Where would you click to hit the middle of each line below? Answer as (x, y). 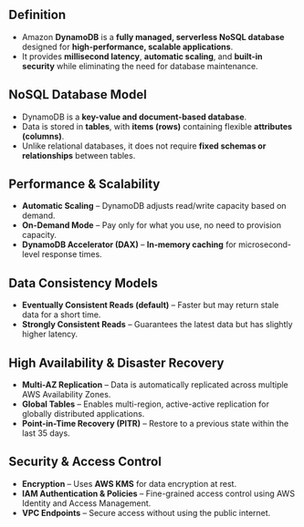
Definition (37, 15)
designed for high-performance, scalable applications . (127, 46)
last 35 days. (46, 433)
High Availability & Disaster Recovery (116, 362)
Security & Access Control (85, 462)
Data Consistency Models (84, 283)
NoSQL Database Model (78, 95)
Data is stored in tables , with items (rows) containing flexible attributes (157, 126)
